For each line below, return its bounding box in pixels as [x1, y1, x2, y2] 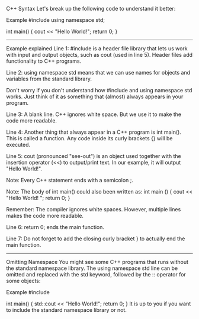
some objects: [6, 278, 41, 284]
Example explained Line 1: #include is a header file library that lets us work [6, 45, 188, 52]
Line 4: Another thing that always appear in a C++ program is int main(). [6, 128, 182, 136]
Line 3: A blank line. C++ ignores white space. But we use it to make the [6, 111, 182, 118]
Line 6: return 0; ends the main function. [6, 224, 105, 230]
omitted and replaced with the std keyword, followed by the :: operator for [6, 271, 187, 278]
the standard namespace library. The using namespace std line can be [6, 265, 178, 272]
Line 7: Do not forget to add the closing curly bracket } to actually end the [6, 235, 185, 242]
